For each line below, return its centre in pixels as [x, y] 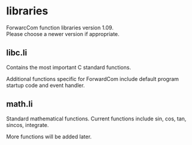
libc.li [17, 53]
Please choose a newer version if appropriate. [63, 34]
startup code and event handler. [45, 85]
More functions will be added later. [49, 137]
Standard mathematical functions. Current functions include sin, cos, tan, [96, 119]
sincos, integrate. [28, 125]
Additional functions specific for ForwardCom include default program [93, 78]
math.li [19, 104]
